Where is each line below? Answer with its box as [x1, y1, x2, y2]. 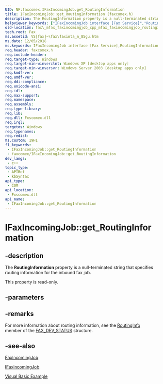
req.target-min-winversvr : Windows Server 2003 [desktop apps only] [5, 66, 147, 71]
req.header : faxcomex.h [5, 48, 53, 52]
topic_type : [5, 165, 29, 170]
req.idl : [5, 88, 23, 93]
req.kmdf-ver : [5, 70, 34, 75]
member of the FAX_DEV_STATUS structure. [5, 328, 93, 334]
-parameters [5, 293, 44, 301]
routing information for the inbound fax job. [5, 270, 91, 276]
